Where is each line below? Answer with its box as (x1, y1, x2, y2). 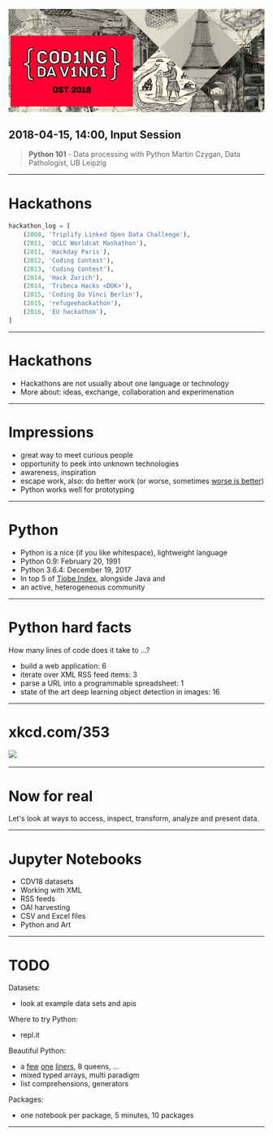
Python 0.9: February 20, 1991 (19, 556, 121, 566)
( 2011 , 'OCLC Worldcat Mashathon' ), (23, 239, 148, 248)
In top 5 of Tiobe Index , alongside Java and (19, 573, 166, 583)
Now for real (8, 786, 93, 805)
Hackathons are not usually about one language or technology (19, 378, 229, 388)
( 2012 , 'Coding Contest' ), (23, 256, 115, 264)
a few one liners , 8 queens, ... (19, 1062, 119, 1072)
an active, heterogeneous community (19, 582, 145, 592)
